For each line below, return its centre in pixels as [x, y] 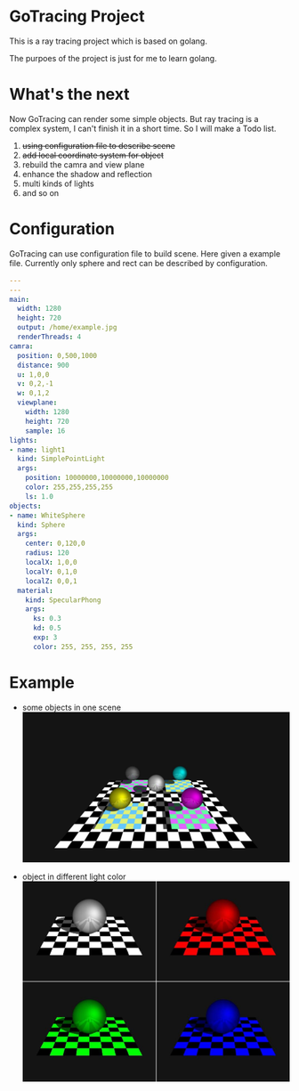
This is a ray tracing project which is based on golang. [108, 41]
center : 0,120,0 [56, 544]
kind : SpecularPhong [63, 600]
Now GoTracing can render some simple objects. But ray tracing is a [134, 118]
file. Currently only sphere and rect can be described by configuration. [139, 263]
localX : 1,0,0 [51, 563]
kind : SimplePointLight [61, 459]
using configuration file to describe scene [98, 145]
